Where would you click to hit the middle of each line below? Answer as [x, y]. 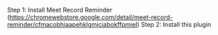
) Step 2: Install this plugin [174, 24]
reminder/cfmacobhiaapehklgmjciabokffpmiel [72, 24]
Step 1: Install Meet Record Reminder [60, 10]
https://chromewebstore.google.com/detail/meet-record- [91, 17]
